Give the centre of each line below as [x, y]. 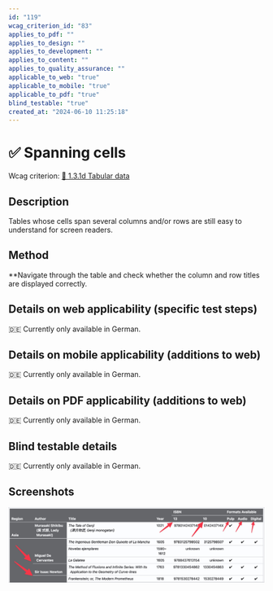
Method [29, 255]
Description [39, 201]
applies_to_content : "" [49, 60]
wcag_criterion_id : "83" [50, 26]
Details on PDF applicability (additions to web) [128, 400]
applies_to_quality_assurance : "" [67, 69]
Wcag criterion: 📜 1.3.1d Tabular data [69, 176]
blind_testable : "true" [49, 103]
